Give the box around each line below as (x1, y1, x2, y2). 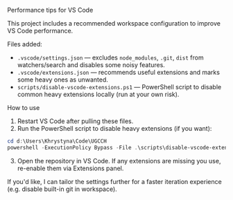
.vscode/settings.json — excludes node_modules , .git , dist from (17, 53, 204, 62)
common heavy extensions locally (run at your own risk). (17, 90, 180, 98)
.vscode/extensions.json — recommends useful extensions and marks (17, 69, 221, 76)
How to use (7, 104, 40, 111)
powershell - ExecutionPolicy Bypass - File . (7, 144, 138, 151)
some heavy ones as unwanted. (17, 75, 109, 84)
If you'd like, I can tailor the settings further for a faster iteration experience (7, 177, 222, 185)
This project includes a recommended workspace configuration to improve (7, 19, 221, 27)
